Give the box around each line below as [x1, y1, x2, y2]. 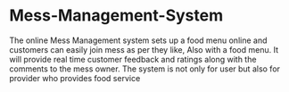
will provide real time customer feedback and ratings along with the [9, 54, 257, 64]
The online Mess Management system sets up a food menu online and [9, 35, 268, 46]
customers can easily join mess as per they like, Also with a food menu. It [9, 44, 279, 54]
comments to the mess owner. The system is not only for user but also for [9, 63, 281, 74]
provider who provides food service [9, 72, 141, 83]
